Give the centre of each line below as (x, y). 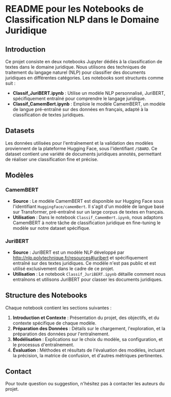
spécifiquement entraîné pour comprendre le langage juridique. (79, 98)
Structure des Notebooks (46, 295)
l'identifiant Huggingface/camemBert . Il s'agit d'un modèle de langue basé (88, 206)
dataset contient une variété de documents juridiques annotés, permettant (83, 154)
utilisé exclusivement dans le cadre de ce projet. (64, 269)
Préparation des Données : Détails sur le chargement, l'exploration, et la (89, 328)
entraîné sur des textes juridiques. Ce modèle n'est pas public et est (84, 263)
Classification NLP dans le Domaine (82, 20)
